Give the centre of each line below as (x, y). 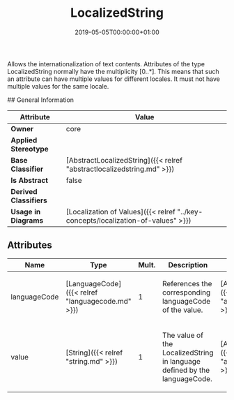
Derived (24, 191)
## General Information (41, 100)
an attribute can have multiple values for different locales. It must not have (114, 79)
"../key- (190, 212)
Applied (24, 140)
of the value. (183, 310)
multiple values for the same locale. (58, 86)
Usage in (26, 212)
